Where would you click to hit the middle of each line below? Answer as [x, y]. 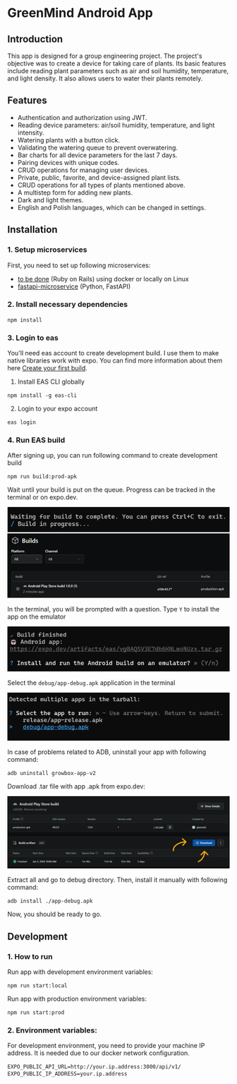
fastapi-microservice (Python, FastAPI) [74, 286]
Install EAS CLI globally [51, 382]
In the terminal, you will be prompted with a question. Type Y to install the [114, 609]
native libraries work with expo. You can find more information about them [115, 360]
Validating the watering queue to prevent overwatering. [98, 147]
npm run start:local [38, 986]
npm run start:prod [36, 1013]
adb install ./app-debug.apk [50, 901]
